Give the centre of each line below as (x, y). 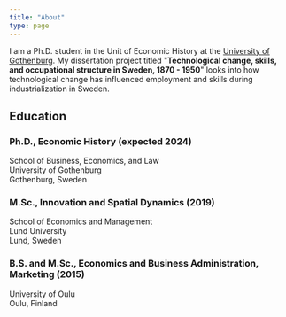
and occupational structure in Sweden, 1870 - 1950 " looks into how (134, 70)
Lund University (38, 231)
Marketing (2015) (47, 274)
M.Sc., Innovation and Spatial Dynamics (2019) (112, 203)
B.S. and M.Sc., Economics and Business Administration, (134, 264)
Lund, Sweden (35, 241)
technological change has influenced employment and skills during (131, 79)
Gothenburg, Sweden (48, 180)
